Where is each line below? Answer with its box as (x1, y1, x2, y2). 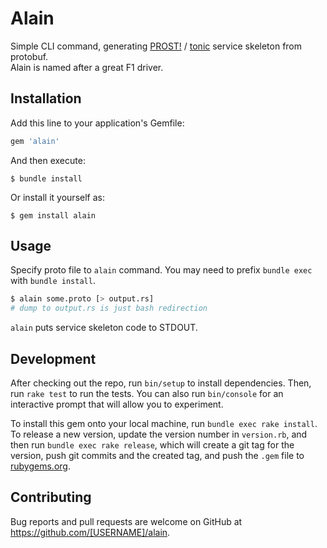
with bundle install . (10, 275, 96, 287)
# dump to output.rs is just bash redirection (10, 303, 208, 314)
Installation (10, 90, 82, 107)
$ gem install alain (10, 210, 97, 221)
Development (10, 350, 97, 367)
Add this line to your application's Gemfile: (10, 117, 185, 129)
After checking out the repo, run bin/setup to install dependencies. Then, (10, 377, 312, 389)
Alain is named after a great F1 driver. (10, 61, 164, 73)
